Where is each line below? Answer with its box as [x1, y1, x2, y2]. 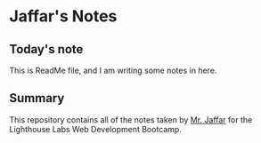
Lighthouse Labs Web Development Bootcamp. [9, 123, 183, 134]
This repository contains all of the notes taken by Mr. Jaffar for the [9, 114, 253, 125]
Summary [9, 91, 65, 106]
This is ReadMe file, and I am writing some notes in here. [9, 65, 217, 75]
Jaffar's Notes [9, 6, 118, 27]
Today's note [9, 42, 84, 57]
